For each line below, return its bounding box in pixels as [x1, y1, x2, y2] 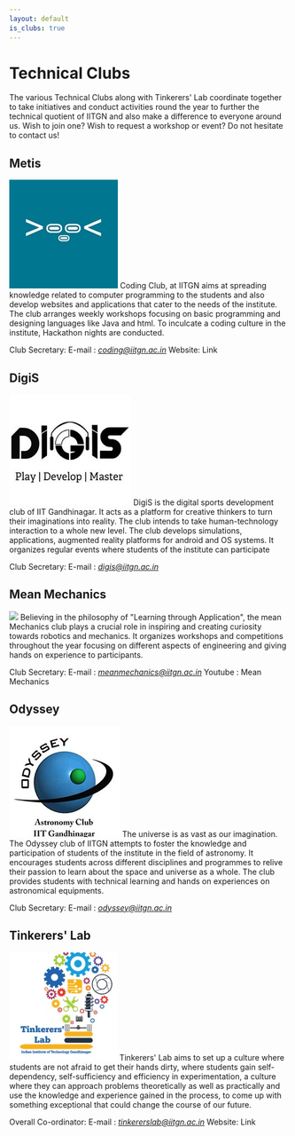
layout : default [9, 14, 69, 23]
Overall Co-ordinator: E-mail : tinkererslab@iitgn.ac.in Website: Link [9, 1116, 257, 1127]
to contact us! [9, 130, 60, 141]
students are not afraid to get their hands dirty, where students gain [9, 1061, 256, 1072]
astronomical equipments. [9, 885, 105, 895]
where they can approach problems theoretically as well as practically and [9, 1080, 281, 1091]
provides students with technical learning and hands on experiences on [9, 875, 270, 887]
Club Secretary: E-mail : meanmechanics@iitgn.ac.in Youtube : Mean [9, 667, 262, 677]
